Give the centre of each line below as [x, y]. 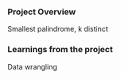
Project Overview [42, 12]
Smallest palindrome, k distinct [58, 29]
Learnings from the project [60, 50]
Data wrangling [32, 66]
